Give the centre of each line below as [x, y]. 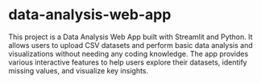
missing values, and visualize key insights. [79, 70]
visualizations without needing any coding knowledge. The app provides [128, 53]
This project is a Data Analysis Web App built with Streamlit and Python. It [130, 37]
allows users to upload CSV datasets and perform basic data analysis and [131, 45]
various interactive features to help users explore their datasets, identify [128, 62]
